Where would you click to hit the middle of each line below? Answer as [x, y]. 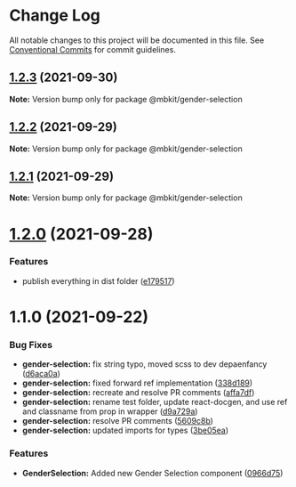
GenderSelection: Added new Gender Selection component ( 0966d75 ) [152, 473]
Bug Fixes [31, 345]
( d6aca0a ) [41, 374]
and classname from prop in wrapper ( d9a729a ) [110, 411]
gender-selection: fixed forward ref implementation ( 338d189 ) [137, 383]
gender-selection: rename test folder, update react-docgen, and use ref [155, 402]
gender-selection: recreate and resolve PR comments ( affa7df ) [138, 393]
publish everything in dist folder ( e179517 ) [98, 280]
